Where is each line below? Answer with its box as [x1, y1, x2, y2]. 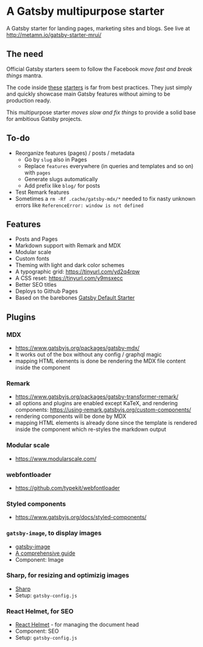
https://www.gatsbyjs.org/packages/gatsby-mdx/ [15, 344, 140, 352]
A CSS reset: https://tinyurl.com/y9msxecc [15, 274, 124, 282]
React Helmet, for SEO [6, 606, 74, 615]
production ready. [6, 96, 51, 104]
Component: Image [15, 556, 64, 563]
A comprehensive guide [15, 549, 75, 557]
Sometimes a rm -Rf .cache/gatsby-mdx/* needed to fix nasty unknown [15, 195, 196, 202]
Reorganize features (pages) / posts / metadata [15, 149, 135, 157]
